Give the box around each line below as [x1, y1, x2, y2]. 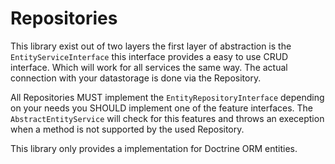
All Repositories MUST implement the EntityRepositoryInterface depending [10, 91, 325, 103]
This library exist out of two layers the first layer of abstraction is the [10, 40, 292, 52]
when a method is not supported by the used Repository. [10, 123, 245, 135]
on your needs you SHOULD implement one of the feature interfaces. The [10, 102, 313, 114]
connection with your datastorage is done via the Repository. [10, 72, 262, 84]
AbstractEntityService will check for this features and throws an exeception [10, 112, 325, 124]
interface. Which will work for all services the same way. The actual [10, 61, 288, 73]
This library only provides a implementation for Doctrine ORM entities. [10, 142, 298, 154]
